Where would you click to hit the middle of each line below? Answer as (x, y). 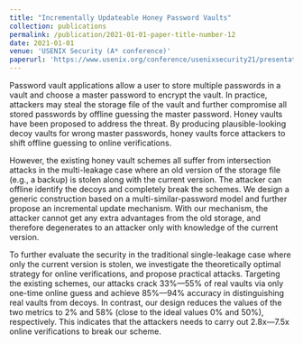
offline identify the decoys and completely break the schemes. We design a (150, 189)
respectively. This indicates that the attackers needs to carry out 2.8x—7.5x (150, 322)
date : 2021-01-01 (42, 43)
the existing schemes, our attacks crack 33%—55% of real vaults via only (147, 284)
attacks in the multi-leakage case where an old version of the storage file (145, 170)
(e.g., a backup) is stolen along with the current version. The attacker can (146, 180)
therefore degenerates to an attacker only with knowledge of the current (144, 228)
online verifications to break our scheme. (86, 331)
